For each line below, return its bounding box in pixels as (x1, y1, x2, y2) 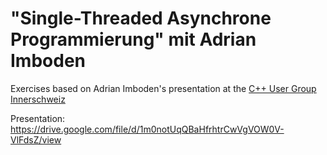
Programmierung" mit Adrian (10, 28, 257, 51)
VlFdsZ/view (10, 133, 62, 146)
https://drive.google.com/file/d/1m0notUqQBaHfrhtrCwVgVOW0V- (10, 123, 285, 135)
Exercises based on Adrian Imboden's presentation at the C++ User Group (10, 82, 317, 94)
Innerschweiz (10, 93, 66, 105)
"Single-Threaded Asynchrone (10, 7, 272, 30)
